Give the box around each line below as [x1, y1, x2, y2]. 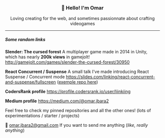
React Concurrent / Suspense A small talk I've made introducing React [5, 69, 149, 75]
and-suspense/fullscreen [5, 79, 56, 85]
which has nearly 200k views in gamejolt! [5, 54, 90, 60]
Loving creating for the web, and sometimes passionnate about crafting [10, 16, 155, 22]
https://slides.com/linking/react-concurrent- [66, 74, 156, 80]
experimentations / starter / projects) [5, 113, 80, 119]
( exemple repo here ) [57, 79, 98, 85]
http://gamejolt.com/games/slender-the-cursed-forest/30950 [5, 59, 130, 65]
